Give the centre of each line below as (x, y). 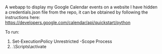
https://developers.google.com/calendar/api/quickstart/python (68, 22)
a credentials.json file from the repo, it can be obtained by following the (77, 12)
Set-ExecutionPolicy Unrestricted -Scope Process (62, 41)
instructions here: (23, 17)
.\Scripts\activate (29, 46)
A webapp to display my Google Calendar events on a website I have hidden (81, 7)
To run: (12, 32)
